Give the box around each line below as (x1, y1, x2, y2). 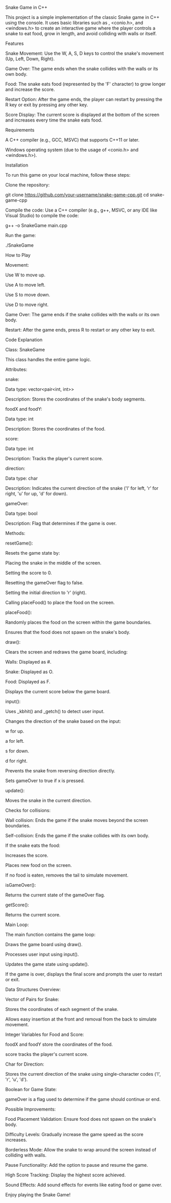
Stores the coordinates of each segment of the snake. (5, 1006, 118, 1012)
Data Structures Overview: (5, 986, 61, 993)
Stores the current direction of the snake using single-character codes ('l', (5, 1071, 161, 1077)
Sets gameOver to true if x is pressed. (5, 777, 85, 784)
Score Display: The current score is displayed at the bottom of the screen (5, 112, 160, 117)
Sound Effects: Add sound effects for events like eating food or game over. (5, 1182, 162, 1188)
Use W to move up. (5, 272, 46, 278)
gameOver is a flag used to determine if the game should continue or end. (5, 1096, 161, 1102)
